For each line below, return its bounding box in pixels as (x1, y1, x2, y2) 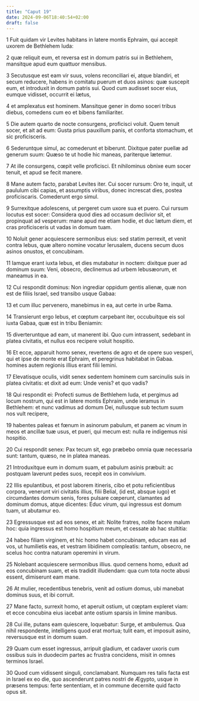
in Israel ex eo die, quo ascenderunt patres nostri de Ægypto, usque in (6, 675, 179, 683)
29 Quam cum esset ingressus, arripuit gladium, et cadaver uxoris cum (6, 645, 179, 652)
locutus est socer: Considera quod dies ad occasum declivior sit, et (6, 211, 171, 218)
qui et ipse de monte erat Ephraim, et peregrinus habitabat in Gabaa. (6, 356, 174, 363)
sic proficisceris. (6, 133, 47, 140)
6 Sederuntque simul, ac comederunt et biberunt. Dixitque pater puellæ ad (6, 144, 188, 152)
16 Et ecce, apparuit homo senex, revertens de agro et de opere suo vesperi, (6, 349, 194, 356)
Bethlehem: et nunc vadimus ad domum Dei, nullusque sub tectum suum (6, 404, 184, 411)
